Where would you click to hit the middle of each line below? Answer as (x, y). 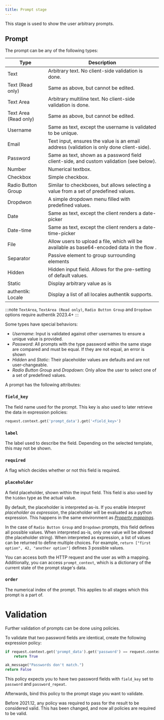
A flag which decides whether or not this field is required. (63, 470)
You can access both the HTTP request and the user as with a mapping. (77, 557)
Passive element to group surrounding (92, 256)
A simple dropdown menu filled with (89, 199)
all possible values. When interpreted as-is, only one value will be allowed (79, 532)
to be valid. (16, 714)
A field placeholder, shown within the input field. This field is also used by (79, 492)
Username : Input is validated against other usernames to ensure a (79, 334)
